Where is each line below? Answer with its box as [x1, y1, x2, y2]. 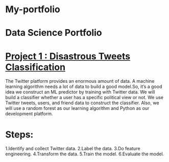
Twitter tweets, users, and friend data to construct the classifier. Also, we [5, 100, 159, 106]
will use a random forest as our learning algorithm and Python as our [5, 105, 150, 111]
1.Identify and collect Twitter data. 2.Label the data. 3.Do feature [5, 146, 140, 152]
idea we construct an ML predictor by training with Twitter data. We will [5, 89, 155, 95]
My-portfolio [5, 4, 60, 15]
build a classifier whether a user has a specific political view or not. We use [5, 95, 163, 101]
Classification [5, 61, 65, 73]
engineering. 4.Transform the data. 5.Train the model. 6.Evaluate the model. [5, 151, 164, 157]
